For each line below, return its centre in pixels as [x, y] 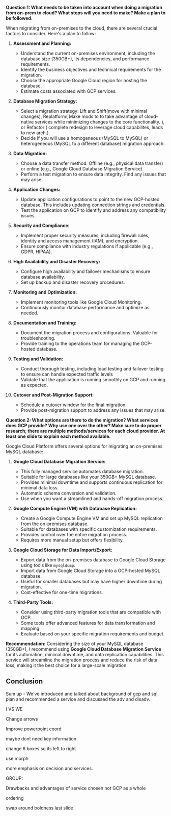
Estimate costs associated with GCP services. [69, 91]
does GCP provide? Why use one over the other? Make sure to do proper [84, 425]
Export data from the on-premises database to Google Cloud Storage [93, 560]
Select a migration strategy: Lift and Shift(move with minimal [84, 111]
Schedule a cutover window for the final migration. [74, 405]
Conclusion [24, 682]
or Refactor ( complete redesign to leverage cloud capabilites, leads [92, 127]
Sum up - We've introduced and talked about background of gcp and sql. [82, 694]
